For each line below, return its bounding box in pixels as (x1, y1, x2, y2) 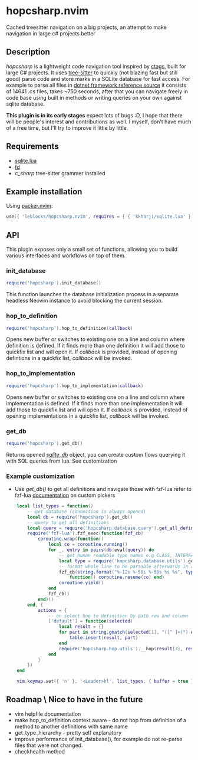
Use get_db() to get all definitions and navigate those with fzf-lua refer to (14, 486, 192, 493)
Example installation (6, 186, 82, 196)
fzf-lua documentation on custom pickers (14, 492, 115, 499)
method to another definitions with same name (14, 723, 128, 730)
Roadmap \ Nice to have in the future (6, 695, 143, 705)
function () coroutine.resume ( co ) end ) (69, 574, 165, 581)
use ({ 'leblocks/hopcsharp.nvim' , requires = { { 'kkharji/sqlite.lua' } (6, 214, 192, 220)
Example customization (6, 472, 75, 480)
